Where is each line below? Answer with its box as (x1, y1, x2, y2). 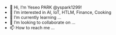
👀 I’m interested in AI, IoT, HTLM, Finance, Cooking (9, 9, 112, 15)
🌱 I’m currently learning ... (9, 15, 62, 20)
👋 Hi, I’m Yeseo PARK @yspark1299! (9, 5, 82, 10)
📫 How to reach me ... (9, 25, 55, 30)
